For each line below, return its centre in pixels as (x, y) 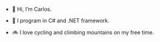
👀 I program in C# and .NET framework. (61, 20)
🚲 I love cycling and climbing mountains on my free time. (83, 32)
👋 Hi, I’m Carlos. (32, 9)
